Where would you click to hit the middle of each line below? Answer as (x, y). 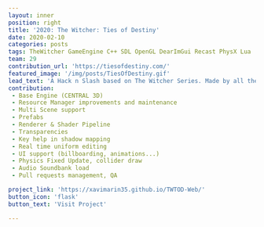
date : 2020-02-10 (37, 37)
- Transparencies (40, 132)
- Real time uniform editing (59, 146)
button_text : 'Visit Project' (58, 204)
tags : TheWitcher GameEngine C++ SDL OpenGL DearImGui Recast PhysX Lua (130, 52)
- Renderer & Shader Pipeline (61, 124)
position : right (35, 23)
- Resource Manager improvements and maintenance (94, 103)
